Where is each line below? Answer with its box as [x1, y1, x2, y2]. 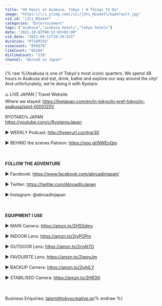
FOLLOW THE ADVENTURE [5, 161, 61, 166]
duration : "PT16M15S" [5, 39, 49, 44]
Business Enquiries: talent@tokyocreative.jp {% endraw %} [5, 296, 123, 302]
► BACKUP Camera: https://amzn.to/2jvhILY [5, 265, 95, 270]
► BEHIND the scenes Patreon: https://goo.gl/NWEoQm [5, 140, 117, 146]
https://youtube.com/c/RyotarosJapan [5, 119, 82, 125]
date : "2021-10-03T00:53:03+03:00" [5, 30, 78, 35]
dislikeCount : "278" [5, 52, 47, 58]
